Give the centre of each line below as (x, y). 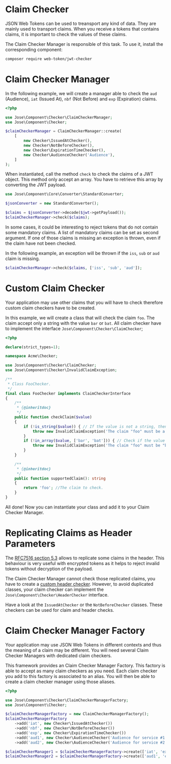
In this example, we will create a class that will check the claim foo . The (80, 318)
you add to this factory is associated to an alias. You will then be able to (80, 676)
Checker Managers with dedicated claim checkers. (59, 656)
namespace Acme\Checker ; (32, 356)
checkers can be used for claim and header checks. (60, 610)
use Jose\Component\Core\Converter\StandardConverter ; (65, 194)
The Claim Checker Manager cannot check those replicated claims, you (80, 578)
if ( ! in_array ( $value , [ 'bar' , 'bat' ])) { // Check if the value (94, 441)
